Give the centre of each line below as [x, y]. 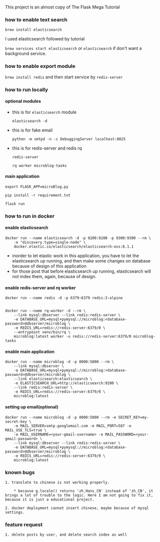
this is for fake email [32, 130]
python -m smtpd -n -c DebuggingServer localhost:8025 [69, 139]
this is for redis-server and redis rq [47, 148]
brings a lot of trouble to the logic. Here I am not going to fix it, [79, 495]
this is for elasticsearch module [44, 112]
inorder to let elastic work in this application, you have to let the [76, 256]
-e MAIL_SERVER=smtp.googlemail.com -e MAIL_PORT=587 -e [73, 426]
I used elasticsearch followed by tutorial [45, 39]
